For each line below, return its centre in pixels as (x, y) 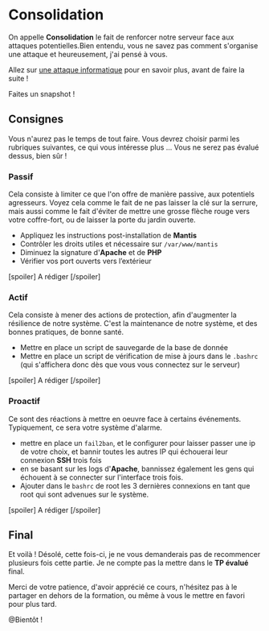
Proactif (24, 402)
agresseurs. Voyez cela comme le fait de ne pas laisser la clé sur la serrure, (133, 203)
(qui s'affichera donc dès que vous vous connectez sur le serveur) (130, 365)
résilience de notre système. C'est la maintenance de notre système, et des (133, 324)
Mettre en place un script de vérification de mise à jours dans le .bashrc (139, 357)
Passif (21, 176)
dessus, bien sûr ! (38, 155)
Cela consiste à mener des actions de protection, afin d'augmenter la (122, 315)
